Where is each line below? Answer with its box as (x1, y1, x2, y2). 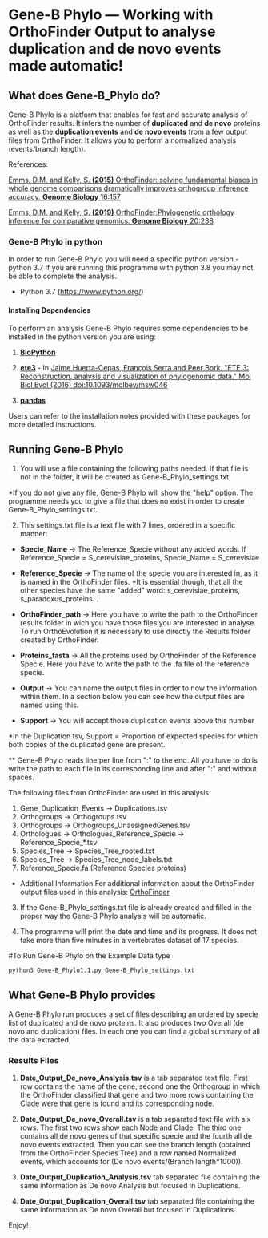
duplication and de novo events (8, 40, 222, 58)
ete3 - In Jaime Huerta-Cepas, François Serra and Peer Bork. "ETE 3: (19, 362, 250, 372)
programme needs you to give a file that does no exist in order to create (8, 496, 245, 506)
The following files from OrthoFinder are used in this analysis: (8, 788, 211, 798)
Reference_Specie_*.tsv (19, 838, 98, 848)
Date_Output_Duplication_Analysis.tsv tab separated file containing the (19, 1172, 261, 1182)
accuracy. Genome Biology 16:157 (8, 192, 122, 201)
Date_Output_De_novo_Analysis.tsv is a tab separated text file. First (19, 1073, 248, 1083)
